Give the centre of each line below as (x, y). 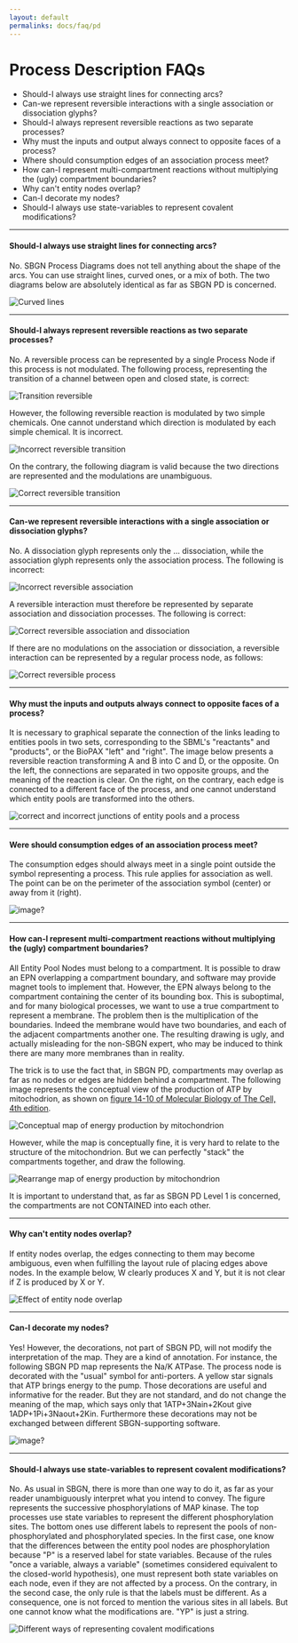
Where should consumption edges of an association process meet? (145, 160)
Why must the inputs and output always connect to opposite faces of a (151, 141)
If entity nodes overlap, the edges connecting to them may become (132, 1254)
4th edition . (30, 1108)
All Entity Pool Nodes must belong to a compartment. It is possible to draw (145, 968)
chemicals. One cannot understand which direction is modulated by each (143, 422)
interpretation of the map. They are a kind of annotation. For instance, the (143, 1358)
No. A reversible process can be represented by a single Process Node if (142, 359)
